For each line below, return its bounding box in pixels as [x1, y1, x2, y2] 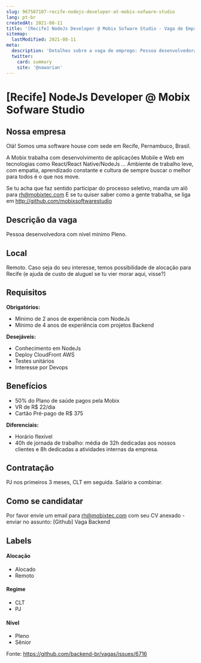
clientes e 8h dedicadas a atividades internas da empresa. [14, 445, 159, 452]
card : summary [17, 59, 52, 65]
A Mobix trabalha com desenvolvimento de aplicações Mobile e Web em [6, 154, 184, 162]
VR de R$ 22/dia [14, 403, 56, 410]
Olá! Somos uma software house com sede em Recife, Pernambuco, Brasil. [6, 142, 191, 150]
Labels [6, 536, 32, 546]
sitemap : [6, 31, 28, 37]
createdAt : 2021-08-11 [6, 20, 63, 26]
